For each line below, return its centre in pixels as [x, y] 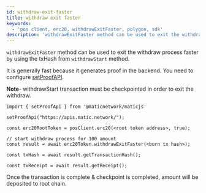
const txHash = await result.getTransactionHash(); [74, 155]
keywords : [19, 23]
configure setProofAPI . [35, 77]
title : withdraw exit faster [44, 18]
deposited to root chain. [36, 184]
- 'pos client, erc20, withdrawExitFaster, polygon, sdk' [88, 29]
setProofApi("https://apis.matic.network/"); [65, 118]
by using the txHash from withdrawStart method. [68, 59]
